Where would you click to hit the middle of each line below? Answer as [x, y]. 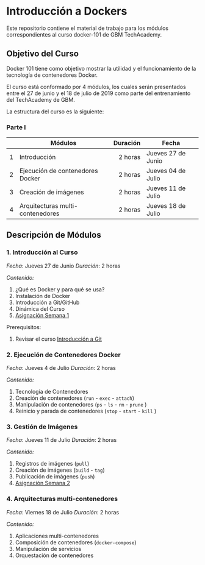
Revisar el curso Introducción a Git [59, 339]
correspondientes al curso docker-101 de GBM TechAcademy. [84, 34]
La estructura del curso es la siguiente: [55, 112]
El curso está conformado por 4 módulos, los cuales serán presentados [96, 87]
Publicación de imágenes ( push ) [55, 477]
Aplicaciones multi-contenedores [57, 536]
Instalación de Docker [42, 296]
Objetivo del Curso [43, 54]
